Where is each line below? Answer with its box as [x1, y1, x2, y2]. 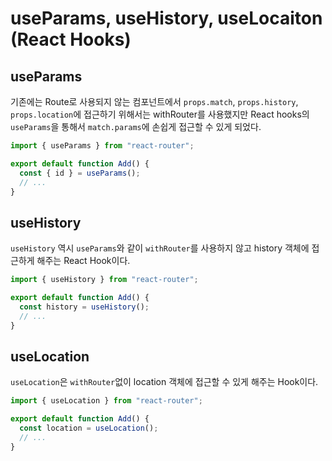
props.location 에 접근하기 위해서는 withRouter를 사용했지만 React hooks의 [10, 108, 310, 120]
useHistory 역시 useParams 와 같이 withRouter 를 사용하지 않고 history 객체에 [10, 242, 310, 254]
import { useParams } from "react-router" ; [10, 141, 195, 151]
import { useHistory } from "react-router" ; [10, 275, 199, 285]
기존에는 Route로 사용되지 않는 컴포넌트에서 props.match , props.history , [10, 96, 299, 107]
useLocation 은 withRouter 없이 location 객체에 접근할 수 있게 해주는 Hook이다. [10, 376, 319, 388]
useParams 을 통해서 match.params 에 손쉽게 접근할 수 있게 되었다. [10, 121, 262, 132]
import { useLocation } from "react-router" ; [10, 396, 203, 406]
